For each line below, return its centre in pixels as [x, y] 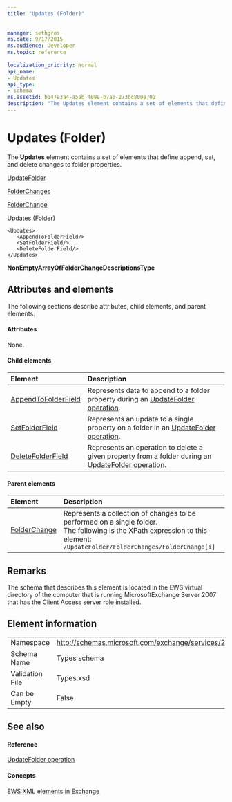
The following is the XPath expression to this [135, 531]
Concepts [21, 776]
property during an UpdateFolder [141, 399]
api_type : [21, 84]
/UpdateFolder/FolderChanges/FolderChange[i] [139, 547]
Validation [27, 673]
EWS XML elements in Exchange [54, 791]
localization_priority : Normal [52, 65]
